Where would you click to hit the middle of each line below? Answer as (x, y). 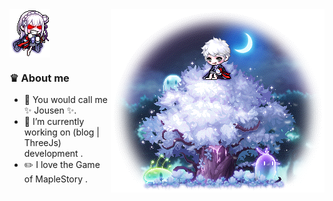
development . (53, 154)
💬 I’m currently (54, 122)
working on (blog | (61, 132)
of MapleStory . (56, 179)
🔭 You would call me (65, 100)
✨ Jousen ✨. (50, 110)
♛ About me (39, 78)
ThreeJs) (42, 143)
